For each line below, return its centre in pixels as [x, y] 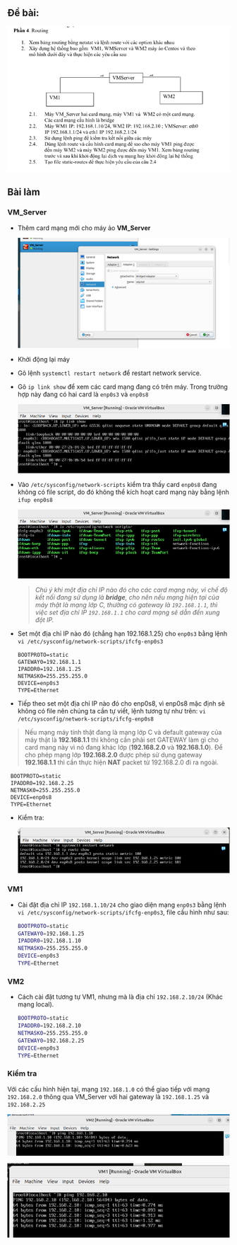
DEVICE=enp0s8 [31, 798]
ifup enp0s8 [35, 500]
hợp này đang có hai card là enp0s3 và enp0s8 [83, 394]
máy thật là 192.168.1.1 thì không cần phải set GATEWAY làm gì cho [121, 740]
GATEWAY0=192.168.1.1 [49, 662]
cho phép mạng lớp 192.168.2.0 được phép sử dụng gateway [113, 755]
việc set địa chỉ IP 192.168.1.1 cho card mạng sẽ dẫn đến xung [127, 612]
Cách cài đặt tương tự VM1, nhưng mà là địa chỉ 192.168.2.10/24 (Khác [120, 997]
